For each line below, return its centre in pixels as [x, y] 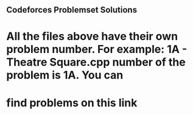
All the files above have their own [92, 36]
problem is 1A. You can [65, 75]
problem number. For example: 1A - [97, 49]
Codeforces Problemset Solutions [72, 10]
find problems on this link [72, 103]
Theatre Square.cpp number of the [96, 62]
